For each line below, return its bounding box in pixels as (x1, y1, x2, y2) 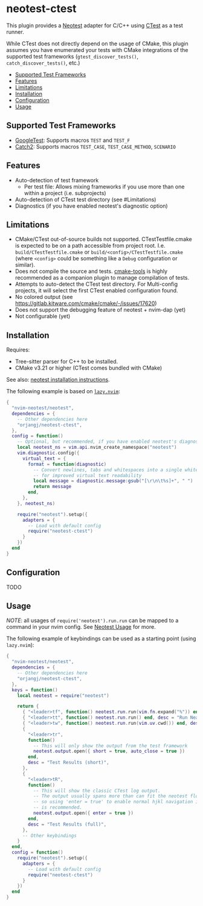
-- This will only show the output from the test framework (33, 742, 188, 749)
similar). (14, 262, 35, 269)
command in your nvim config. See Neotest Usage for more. (6, 623, 156, 631)
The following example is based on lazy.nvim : (6, 388, 121, 395)
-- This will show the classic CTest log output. (33, 788, 161, 794)
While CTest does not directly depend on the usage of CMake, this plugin (6, 40, 188, 47)
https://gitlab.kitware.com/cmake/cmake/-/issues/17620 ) (14, 300, 157, 307)
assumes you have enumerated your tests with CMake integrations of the (6, 46, 188, 53)
